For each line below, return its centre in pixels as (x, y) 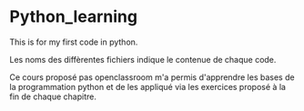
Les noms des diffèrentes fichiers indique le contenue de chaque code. (143, 59)
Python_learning (74, 17)
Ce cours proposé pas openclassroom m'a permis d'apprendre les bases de (152, 77)
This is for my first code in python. (74, 42)
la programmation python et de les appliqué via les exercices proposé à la (148, 86)
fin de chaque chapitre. (53, 96)
